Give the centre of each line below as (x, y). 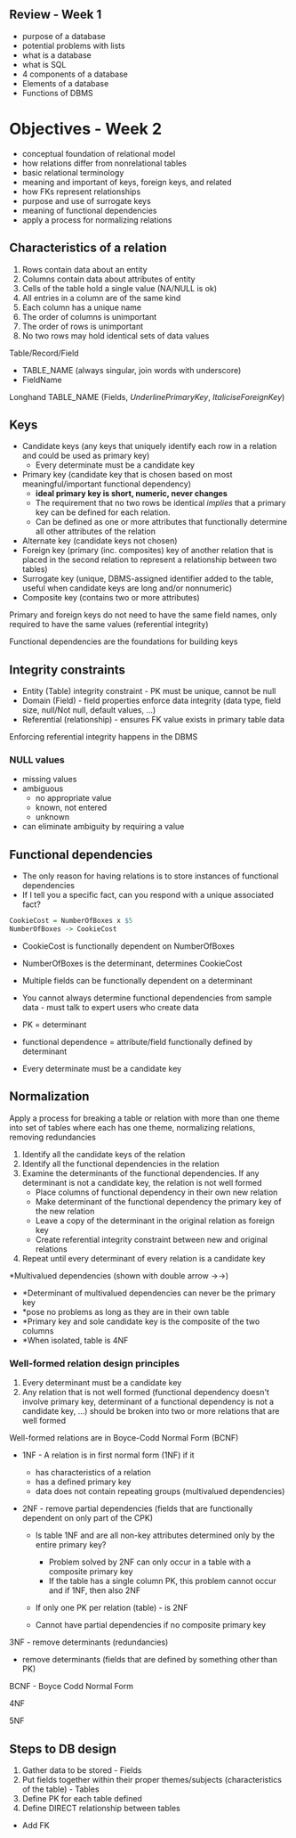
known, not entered (71, 808)
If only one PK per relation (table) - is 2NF (112, 1608)
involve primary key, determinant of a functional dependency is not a (148, 1401)
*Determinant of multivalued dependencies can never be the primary (148, 1293)
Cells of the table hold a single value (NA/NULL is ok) (120, 288)
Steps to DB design (63, 1748)
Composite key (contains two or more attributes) (111, 598)
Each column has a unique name (82, 307)
